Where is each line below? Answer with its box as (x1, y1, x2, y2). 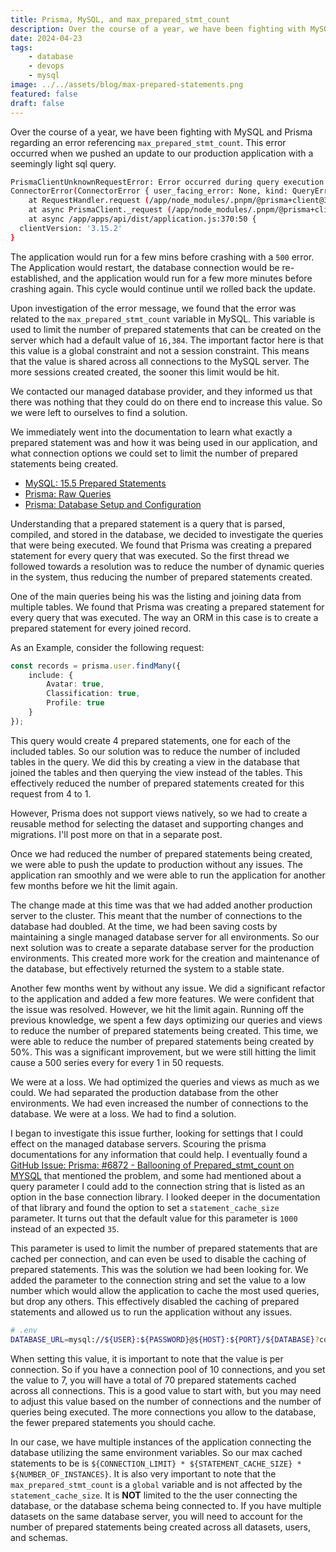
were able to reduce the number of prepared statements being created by (10, 1035, 315, 1047)
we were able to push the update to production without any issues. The (10, 858, 304, 870)
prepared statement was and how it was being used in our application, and (10, 436, 318, 448)
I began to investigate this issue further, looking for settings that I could (10, 1127, 304, 1139)
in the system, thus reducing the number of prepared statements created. (10, 571, 313, 583)
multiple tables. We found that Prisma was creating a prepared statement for (10, 601, 325, 613)
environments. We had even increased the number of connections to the (10, 1097, 309, 1109)
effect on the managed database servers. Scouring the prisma (10, 1137, 267, 1150)
